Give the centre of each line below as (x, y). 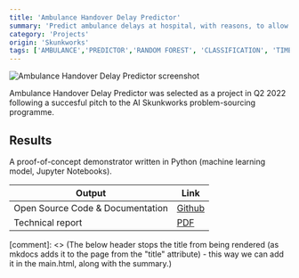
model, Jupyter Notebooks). (61, 171)
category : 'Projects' (49, 34)
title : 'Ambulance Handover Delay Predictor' (95, 17)
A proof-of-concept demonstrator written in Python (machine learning (137, 161)
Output (91, 192)
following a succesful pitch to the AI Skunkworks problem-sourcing (133, 102)
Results (31, 140)
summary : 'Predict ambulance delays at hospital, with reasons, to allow (149, 26)
